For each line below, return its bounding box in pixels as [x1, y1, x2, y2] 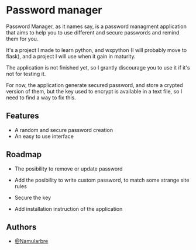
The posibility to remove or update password [14, 165, 123, 172]
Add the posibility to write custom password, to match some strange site [14, 176, 190, 183]
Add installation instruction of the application [14, 205, 123, 212]
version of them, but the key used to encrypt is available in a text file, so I [6, 88, 183, 95]
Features [6, 111, 39, 121]
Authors [6, 222, 37, 232]
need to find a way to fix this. [6, 94, 76, 101]
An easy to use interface [14, 133, 74, 140]
